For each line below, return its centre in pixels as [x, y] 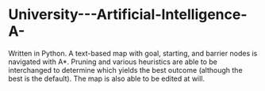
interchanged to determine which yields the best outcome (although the [126, 70]
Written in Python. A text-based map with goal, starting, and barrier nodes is [133, 53]
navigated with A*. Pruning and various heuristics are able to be [113, 62]
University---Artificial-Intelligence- [128, 15]
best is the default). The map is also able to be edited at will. [106, 78]
